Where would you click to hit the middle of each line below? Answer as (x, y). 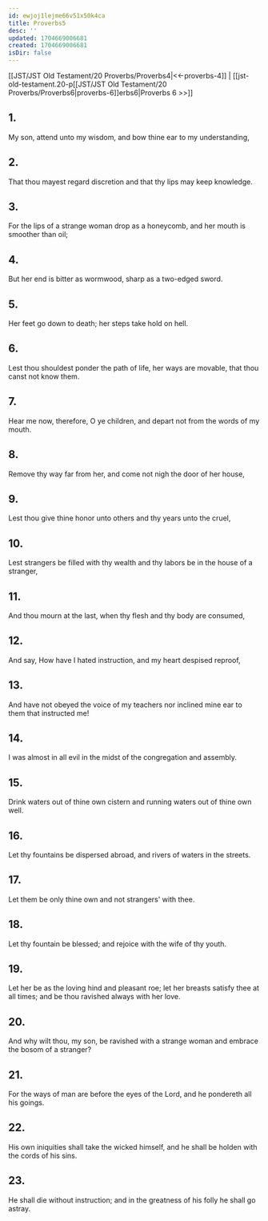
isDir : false (30, 53)
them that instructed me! (49, 713)
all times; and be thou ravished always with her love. (94, 997)
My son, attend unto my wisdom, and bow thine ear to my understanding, (129, 137)
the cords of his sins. (43, 1155)
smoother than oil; (38, 235)
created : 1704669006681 (48, 46)
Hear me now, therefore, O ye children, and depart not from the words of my (134, 420)
